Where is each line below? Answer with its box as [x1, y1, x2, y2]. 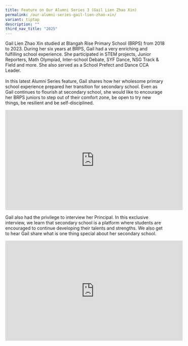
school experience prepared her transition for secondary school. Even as [5, 83, 158, 90]
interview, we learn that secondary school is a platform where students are [5, 220, 161, 226]
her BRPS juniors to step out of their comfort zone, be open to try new [5, 95, 152, 101]
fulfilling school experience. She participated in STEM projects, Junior [5, 51, 151, 57]
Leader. [5, 67, 21, 74]
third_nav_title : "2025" [5, 26, 58, 32]
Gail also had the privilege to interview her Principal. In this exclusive [5, 214, 148, 220]
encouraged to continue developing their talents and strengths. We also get [5, 225, 163, 232]
